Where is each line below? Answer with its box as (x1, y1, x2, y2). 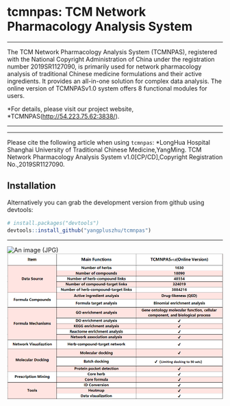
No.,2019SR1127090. (7, 160, 65, 168)
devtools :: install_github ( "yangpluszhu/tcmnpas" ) (7, 227, 152, 234)
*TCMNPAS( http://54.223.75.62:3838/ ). (7, 112, 120, 120)
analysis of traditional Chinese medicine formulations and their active (7, 69, 202, 77)
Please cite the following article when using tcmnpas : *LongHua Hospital (7, 138, 211, 146)
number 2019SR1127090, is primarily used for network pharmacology (7, 62, 202, 71)
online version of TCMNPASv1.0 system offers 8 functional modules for (7, 84, 207, 93)
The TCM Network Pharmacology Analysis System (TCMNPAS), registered (7, 47, 218, 56)
